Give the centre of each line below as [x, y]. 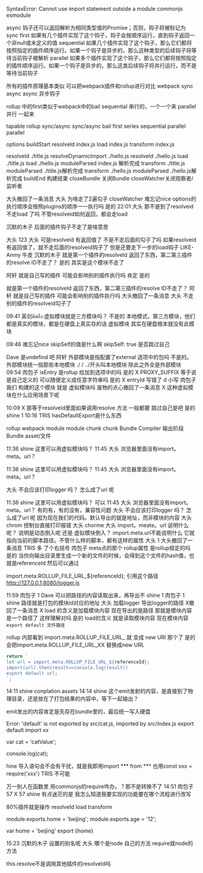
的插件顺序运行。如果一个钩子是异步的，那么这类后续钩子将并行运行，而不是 [101, 65]
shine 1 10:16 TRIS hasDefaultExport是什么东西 [64, 415]
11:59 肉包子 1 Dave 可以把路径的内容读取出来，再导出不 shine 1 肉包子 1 [95, 595]
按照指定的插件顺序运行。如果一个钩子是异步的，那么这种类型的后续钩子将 [99, 50]
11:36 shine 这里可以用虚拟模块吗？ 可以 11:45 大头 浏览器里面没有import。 [99, 503]
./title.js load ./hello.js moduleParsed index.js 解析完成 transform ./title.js [96, 163]
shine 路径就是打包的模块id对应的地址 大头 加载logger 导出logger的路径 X [98, 603]
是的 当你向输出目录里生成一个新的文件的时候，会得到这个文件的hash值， [98, 556]
